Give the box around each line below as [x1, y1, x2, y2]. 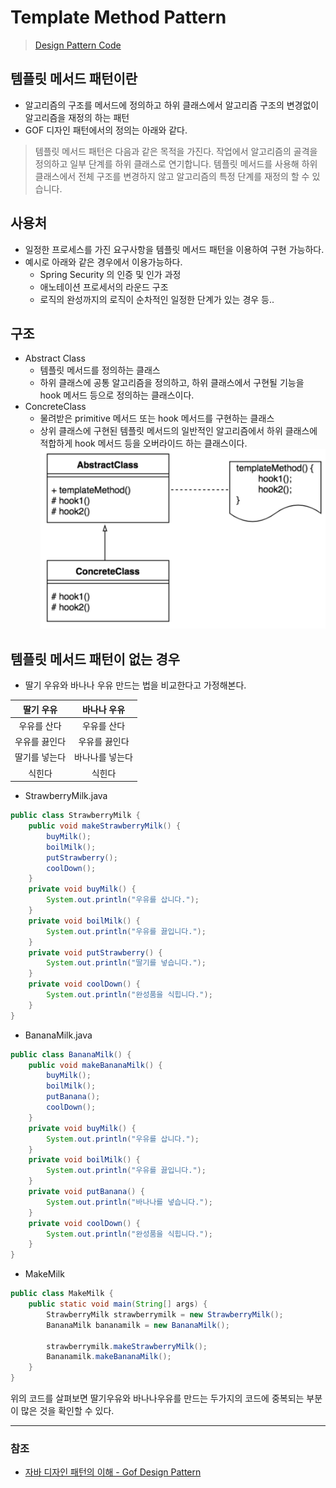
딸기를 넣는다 [14, 751, 67, 763]
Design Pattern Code [34, 39, 122, 51]
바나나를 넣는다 [74, 751, 133, 763]
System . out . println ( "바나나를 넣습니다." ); [46, 1197, 213, 1207]
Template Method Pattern [10, 6, 227, 29]
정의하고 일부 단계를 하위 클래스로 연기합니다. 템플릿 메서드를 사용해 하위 [34, 157, 318, 170]
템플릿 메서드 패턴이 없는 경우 [10, 651, 181, 668]
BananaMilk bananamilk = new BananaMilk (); [46, 1320, 230, 1330]
